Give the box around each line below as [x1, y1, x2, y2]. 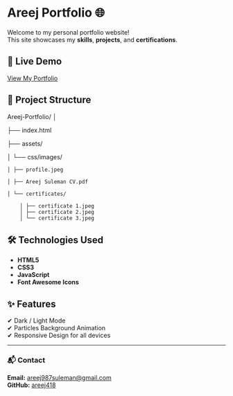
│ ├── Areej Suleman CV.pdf [7, 178, 89, 185]
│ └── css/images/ [7, 152, 62, 161]
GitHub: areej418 [7, 381, 56, 389]
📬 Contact [7, 355, 46, 365]
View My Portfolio [7, 74, 58, 82]
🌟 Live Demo [7, 55, 62, 67]
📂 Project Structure [7, 94, 92, 106]
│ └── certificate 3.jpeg [19, 215, 95, 222]
